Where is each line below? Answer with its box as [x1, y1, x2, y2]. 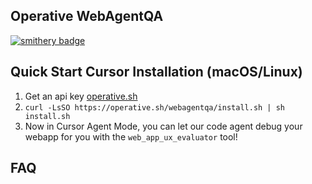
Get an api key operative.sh [24, 90, 138, 102]
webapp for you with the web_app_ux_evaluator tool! [24, 130, 238, 143]
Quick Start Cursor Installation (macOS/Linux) [10, 64, 303, 81]
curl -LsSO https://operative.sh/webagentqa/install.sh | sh [24, 102, 286, 113]
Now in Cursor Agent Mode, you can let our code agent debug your [24, 120, 303, 132]
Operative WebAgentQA [10, 8, 164, 25]
